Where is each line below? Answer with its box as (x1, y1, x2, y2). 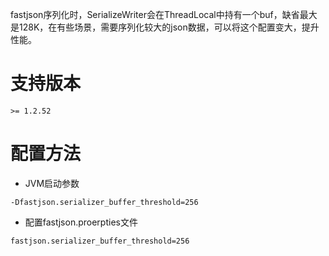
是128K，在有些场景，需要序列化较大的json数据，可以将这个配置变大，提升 (10, 21, 320, 33)
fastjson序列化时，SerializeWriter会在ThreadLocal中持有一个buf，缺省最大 (10, 9, 318, 20)
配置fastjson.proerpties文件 (24, 216, 138, 228)
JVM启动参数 (24, 177, 80, 189)
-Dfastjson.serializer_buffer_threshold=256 (10, 197, 199, 207)
